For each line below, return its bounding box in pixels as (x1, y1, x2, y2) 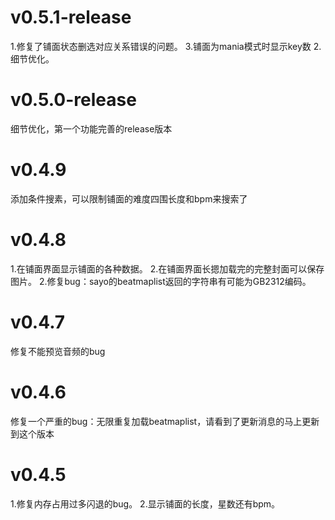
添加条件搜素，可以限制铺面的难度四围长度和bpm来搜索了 (10, 192, 248, 205)
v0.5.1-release (10, 6, 132, 29)
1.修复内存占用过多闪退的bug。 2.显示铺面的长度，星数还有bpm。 (10, 497, 281, 510)
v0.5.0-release (10, 89, 137, 111)
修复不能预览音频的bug (10, 345, 106, 357)
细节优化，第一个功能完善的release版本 (10, 122, 173, 135)
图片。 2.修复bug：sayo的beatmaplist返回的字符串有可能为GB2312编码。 (10, 275, 312, 287)
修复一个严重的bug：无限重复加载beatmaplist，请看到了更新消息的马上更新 (10, 415, 320, 427)
